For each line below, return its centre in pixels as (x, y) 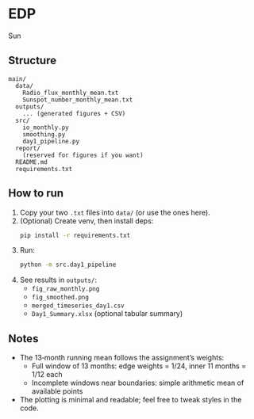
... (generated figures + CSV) (74, 113)
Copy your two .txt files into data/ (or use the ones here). (115, 212)
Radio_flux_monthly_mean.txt (71, 93)
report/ (28, 148)
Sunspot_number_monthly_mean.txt (78, 100)
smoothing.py (44, 134)
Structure (33, 61)
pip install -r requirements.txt (75, 235)
